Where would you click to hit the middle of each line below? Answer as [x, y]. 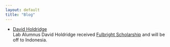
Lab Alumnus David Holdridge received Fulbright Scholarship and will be [89, 34]
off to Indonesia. [30, 40]
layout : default [22, 10]
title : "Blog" [20, 15]
